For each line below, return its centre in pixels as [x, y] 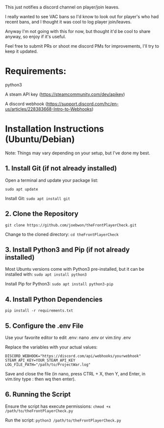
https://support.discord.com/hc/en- [83, 104]
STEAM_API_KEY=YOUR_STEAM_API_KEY [40, 360]
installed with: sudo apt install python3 [46, 274]
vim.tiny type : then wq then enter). [40, 379]
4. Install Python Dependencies [54, 299]
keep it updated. [22, 51]
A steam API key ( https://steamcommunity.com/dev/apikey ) [65, 94]
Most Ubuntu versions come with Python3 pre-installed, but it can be [75, 269]
